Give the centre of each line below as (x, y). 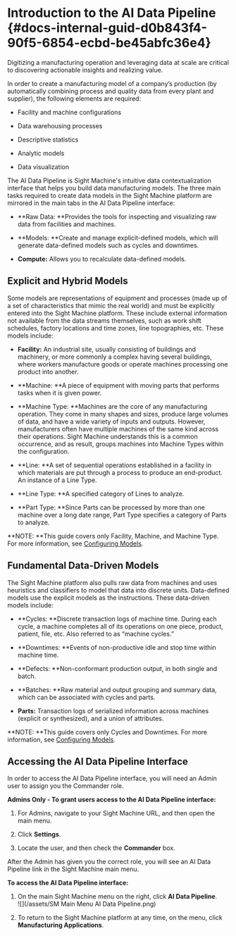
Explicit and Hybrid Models (68, 281)
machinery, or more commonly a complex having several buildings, (115, 357)
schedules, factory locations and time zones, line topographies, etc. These (116, 328)
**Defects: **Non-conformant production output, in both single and (117, 668)
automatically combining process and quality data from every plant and (111, 91)
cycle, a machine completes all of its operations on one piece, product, (120, 626)
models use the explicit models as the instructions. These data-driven (108, 598)
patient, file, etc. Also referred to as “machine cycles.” (96, 634)
